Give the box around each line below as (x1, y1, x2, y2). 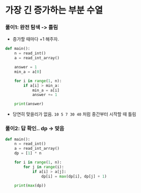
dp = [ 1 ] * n (14, 151, 42, 156)
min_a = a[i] (32, 87, 59, 93)
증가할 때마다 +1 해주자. (12, 36, 59, 42)
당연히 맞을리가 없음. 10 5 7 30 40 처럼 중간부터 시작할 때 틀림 (12, 111, 136, 117)
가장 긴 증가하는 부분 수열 (5, 5, 103, 16)
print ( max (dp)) (14, 183, 46, 188)
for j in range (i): (23, 164, 64, 169)
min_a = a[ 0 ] (14, 69, 42, 74)
